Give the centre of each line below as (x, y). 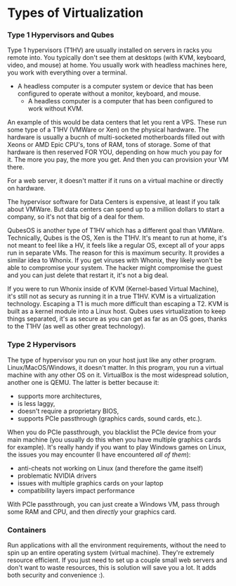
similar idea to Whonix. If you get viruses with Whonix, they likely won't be (115, 260)
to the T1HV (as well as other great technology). (76, 326)
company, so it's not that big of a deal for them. (76, 217)
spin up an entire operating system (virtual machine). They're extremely (111, 553)
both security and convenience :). (56, 575)
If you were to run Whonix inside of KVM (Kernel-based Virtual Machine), (113, 289)
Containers (27, 530)
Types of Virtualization (76, 13)
